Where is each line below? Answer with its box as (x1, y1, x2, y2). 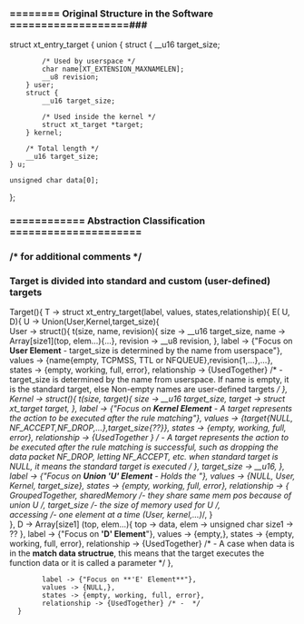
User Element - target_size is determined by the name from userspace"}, (9, 345, 283, 356)
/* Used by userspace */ (42, 57, 136, 66)
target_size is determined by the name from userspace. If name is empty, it (9, 374, 289, 385)
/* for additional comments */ (9, 251, 142, 263)
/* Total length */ (25, 144, 100, 154)
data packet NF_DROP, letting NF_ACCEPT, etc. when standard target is (9, 451, 279, 462)
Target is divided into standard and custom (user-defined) (9, 275, 270, 288)
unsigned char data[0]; (9, 176, 100, 185)
